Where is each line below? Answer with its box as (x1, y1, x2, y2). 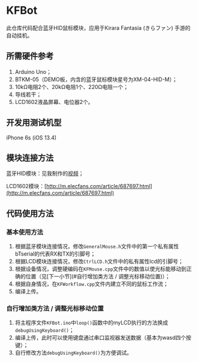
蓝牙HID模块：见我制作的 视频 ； (6, 170, 84, 177)
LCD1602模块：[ (6, 183, 47, 190)
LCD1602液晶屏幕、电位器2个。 (14, 98, 94, 105)
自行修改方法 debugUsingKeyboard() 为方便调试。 (14, 349, 132, 357)
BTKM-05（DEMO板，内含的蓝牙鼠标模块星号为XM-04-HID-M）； (14, 76, 178, 83)
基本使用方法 (6, 228, 44, 236)
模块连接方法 (6, 153, 54, 163)
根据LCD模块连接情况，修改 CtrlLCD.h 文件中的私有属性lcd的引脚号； (14, 258, 184, 265)
